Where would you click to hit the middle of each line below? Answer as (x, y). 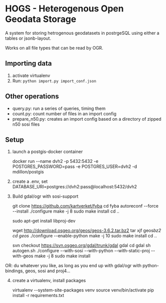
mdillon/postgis (28, 172)
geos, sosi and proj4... (48, 271)
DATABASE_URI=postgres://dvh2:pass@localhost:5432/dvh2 (75, 187)
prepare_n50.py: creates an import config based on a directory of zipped (87, 119)
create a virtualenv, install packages (49, 281)
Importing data (28, 63)
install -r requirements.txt (38, 296)
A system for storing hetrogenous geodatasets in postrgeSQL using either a (82, 33)
